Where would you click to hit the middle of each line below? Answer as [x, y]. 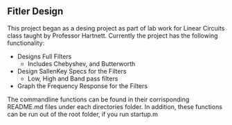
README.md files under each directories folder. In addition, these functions [115, 106]
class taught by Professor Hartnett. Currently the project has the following [113, 35]
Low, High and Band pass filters [73, 78]
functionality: [26, 43]
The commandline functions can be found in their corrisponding [98, 99]
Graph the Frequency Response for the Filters [82, 85]
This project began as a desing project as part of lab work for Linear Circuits [116, 28]
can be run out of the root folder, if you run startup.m [82, 114]
